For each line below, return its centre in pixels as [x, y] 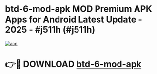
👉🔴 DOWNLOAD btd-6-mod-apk [73, 64]
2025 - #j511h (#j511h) [50, 30]
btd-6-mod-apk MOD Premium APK [78, 9]
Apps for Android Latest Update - [74, 19]
